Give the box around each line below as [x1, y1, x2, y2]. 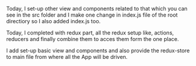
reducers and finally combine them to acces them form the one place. [6, 36, 179, 42]
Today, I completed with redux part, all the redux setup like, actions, [6, 29, 174, 36]
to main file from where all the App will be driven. [6, 54, 128, 60]
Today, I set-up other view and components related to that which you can [6, 5, 188, 12]
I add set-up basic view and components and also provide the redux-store [6, 47, 190, 54]
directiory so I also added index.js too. [6, 18, 101, 24]
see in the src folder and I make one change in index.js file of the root [6, 11, 178, 18]
